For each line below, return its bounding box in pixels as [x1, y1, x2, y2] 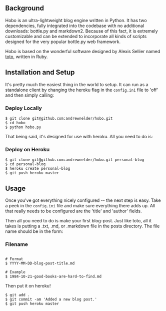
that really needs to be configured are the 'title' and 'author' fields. [5, 208, 142, 214]
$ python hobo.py [5, 125, 41, 130]
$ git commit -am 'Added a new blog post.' [5, 297, 97, 302]
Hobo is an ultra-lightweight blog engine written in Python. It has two [5, 17, 147, 23]
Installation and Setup [5, 68, 75, 77]
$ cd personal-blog [5, 162, 46, 167]
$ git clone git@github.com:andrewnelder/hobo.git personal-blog [5, 157, 144, 162]
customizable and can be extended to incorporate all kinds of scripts [5, 33, 147, 39]
